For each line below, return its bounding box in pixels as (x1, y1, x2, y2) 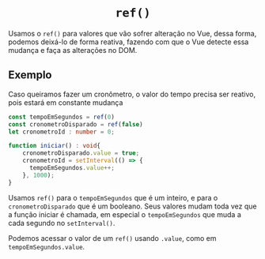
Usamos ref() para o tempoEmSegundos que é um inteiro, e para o (8, 193, 218, 202)
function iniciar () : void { (8, 142, 101, 150)
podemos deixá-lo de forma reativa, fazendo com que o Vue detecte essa (8, 37, 249, 47)
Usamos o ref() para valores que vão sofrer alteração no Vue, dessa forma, (8, 28, 257, 38)
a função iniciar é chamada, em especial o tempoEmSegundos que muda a (8, 209, 241, 219)
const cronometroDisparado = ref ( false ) (8, 120, 144, 128)
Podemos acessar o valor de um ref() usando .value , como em (8, 233, 217, 242)
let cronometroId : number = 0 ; (8, 128, 115, 136)
